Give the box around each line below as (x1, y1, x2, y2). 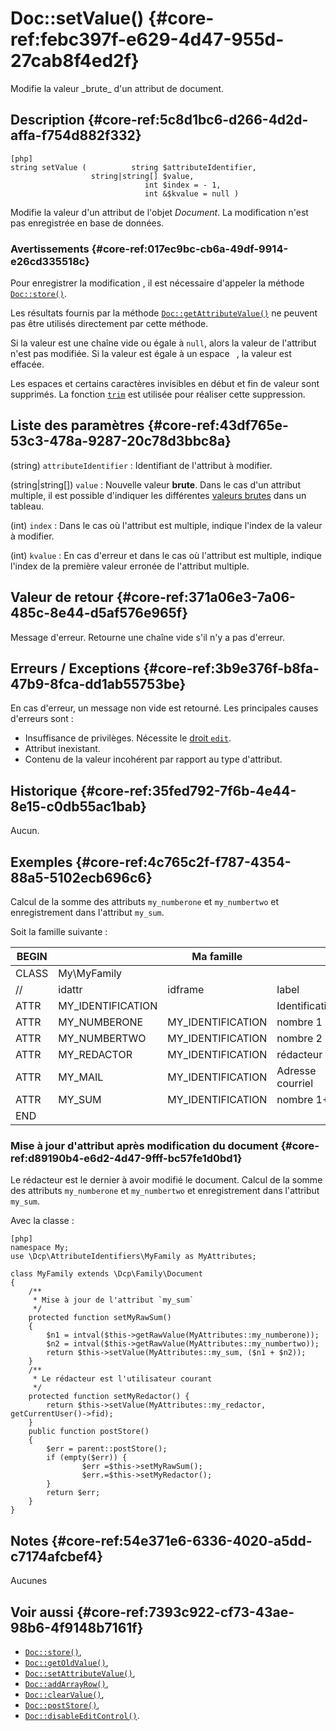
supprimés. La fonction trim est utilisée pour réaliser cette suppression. (10, 388, 306, 401)
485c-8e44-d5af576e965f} (10, 605, 189, 622)
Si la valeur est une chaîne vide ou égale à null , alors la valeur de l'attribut (10, 337, 317, 349)
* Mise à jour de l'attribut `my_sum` (32, 1295, 195, 1306)
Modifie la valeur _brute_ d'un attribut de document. (10, 82, 225, 94)
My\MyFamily (58, 967, 123, 981)
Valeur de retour (10, 589, 114, 606)
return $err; (46, 1488, 101, 1498)
